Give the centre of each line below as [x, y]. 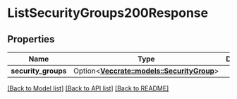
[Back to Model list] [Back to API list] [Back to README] [88, 88]
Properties [31, 39]
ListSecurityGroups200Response [108, 13]
